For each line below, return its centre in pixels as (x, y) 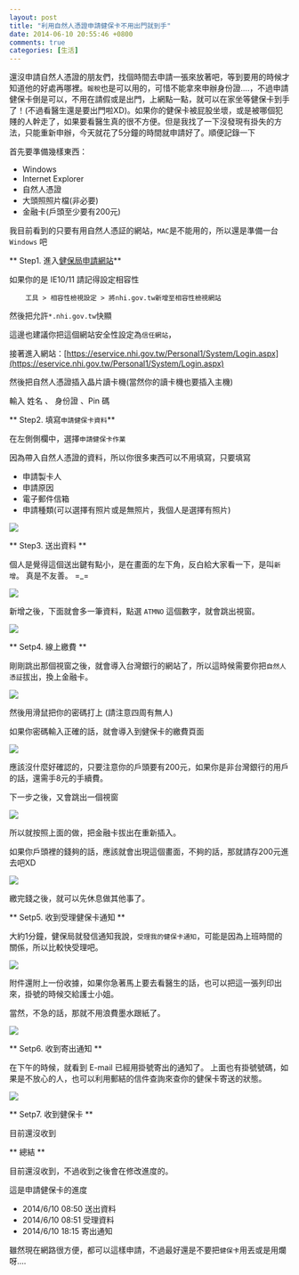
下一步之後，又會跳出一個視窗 (64, 797)
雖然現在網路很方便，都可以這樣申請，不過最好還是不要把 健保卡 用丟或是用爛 (148, 1250)
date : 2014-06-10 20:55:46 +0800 (71, 34)
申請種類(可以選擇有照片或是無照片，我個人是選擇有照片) (126, 510)
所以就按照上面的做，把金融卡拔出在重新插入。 (95, 832)
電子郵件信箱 (45, 499)
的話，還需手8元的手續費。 (59, 778)
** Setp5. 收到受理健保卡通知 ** (68, 917)
